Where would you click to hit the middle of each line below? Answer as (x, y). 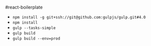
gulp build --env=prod (36, 38)
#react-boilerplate (24, 7)
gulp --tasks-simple (34, 28)
